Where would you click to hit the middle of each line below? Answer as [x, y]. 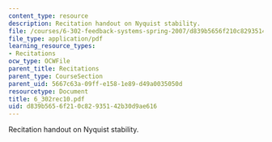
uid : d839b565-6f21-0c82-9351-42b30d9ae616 [83, 106]
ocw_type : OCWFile [39, 62]
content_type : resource [49, 16]
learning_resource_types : [52, 46]
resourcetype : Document [49, 91]
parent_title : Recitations [54, 69]
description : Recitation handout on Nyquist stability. [104, 24]
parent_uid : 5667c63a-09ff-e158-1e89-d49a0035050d [96, 84]
